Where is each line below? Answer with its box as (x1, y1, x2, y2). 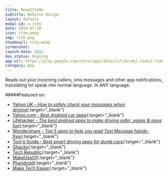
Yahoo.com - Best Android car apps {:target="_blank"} (12, 112, 124, 118)
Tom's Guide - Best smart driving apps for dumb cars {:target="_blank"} (12, 138, 161, 145)
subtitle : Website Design (5, 12, 59, 17)
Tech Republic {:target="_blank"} (12, 149, 80, 155)
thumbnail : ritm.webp (5, 40, 50, 45)
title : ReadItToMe (5, 7, 43, 12)
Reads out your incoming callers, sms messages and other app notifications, (5, 77, 163, 83)
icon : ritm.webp (5, 30, 39, 35)
